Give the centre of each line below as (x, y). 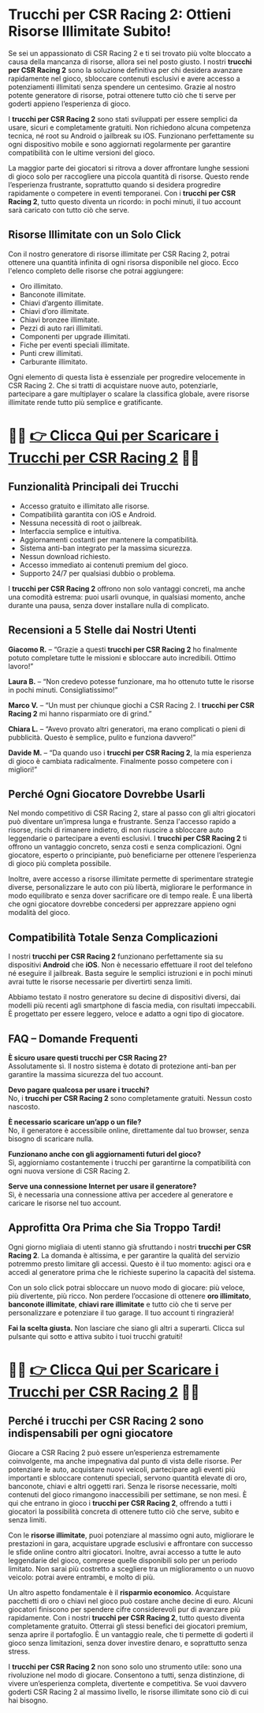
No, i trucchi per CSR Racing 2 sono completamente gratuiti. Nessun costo (130, 1098)
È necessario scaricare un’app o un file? (75, 1122)
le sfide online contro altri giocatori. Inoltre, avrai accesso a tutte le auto (125, 1552)
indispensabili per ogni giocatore (91, 1433)
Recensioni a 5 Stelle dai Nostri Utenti (102, 630)
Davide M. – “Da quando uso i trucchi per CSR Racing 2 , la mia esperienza (130, 752)
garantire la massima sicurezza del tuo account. (86, 1074)
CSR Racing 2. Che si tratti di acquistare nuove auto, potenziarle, (113, 385)
